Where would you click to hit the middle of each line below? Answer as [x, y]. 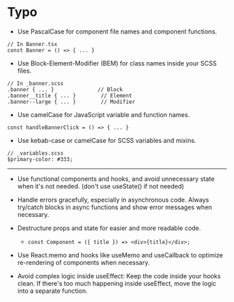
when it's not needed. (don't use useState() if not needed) [101, 186]
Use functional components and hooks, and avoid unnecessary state [116, 179]
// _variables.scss [36, 153]
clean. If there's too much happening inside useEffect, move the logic [117, 283]
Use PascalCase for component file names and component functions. [117, 31]
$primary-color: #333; [40, 159]
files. [24, 70]
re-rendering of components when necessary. [83, 262]
